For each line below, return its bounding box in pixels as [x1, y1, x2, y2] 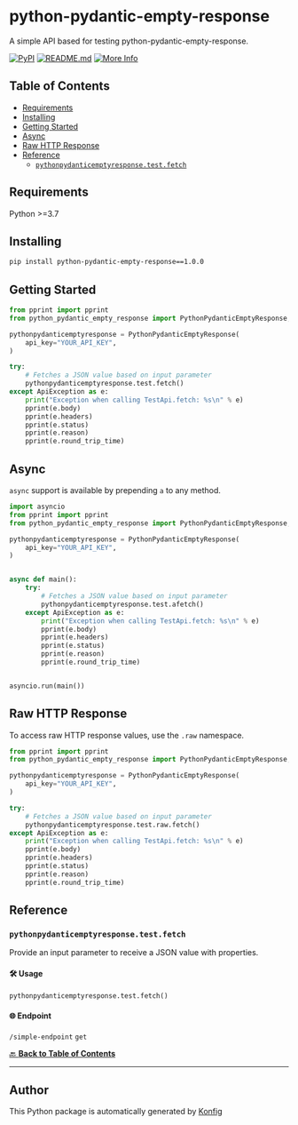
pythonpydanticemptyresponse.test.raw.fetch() [25, 820, 200, 829]
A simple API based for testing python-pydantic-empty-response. [9, 36, 249, 46]
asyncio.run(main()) [9, 682, 86, 690]
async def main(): [9, 575, 77, 584]
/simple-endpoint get [9, 1033, 87, 1041]
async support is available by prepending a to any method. [9, 485, 222, 495]
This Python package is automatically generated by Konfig [9, 1106, 223, 1117]
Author [9, 1082, 49, 1098]
